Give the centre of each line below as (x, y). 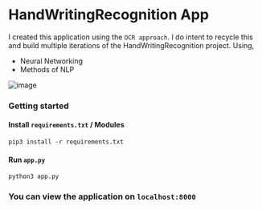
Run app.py (27, 160)
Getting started (39, 106)
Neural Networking (51, 61)
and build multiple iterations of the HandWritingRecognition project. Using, (131, 45)
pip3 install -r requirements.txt (66, 142)
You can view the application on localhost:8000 (102, 196)
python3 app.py (34, 177)
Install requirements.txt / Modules (66, 125)
